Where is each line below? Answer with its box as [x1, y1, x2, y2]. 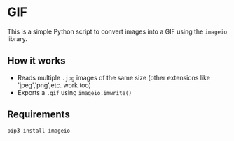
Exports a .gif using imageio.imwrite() [17, 88, 132, 96]
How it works [7, 55, 66, 67]
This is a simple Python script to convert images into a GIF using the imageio [7, 27, 228, 36]
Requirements [7, 109, 70, 121]
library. [7, 34, 28, 43]
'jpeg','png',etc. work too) [17, 81, 91, 89]
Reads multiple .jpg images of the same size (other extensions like [17, 73, 210, 82]
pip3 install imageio [7, 127, 71, 134]
